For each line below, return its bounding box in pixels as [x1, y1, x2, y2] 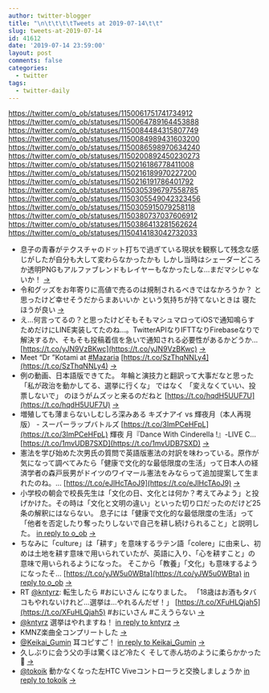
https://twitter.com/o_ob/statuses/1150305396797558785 [8, 186, 199, 195]
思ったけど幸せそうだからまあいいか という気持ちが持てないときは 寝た [19, 295, 257, 305]
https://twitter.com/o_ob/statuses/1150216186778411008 [8, 160, 194, 170]
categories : [8, 64, 48, 72]
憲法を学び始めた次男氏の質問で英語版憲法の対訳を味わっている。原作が [19, 448, 259, 458]
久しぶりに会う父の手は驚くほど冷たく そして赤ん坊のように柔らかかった [19, 648, 262, 658]
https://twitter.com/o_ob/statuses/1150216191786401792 [8, 177, 194, 187]
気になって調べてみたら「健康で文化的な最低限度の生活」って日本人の [19, 458, 251, 468]
